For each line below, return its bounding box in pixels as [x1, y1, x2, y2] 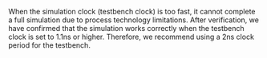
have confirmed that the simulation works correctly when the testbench [8, 24, 245, 33]
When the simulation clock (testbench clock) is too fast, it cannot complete [8, 7, 256, 16]
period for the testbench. [8, 41, 91, 50]
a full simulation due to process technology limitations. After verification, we [8, 15, 259, 25]
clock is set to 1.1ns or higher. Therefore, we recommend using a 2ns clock [8, 32, 255, 41]
